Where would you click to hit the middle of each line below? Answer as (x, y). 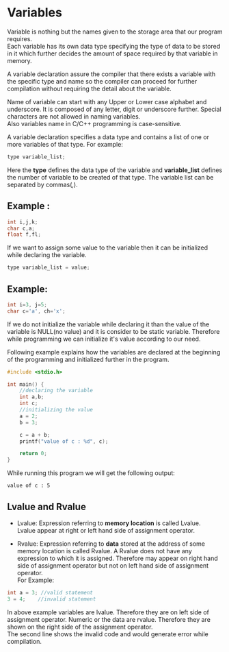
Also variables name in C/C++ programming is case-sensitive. (95, 123)
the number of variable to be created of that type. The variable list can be (110, 177)
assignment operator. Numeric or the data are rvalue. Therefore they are (109, 619)
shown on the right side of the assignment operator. (80, 627)
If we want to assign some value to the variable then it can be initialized (108, 247)
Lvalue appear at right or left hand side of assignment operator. (106, 530)
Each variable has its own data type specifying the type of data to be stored (114, 46)
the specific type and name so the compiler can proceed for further (102, 81)
